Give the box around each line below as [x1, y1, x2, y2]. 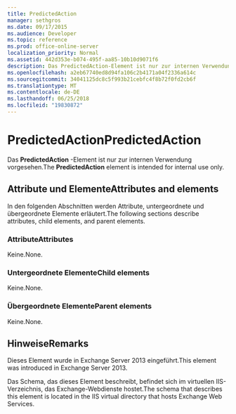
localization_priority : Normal [7, 50, 99, 57]
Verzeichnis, [7, 384, 44, 394]
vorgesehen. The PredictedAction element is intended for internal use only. [7, 162, 225, 171]
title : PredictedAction [7, 10, 77, 18]
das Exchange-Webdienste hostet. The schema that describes [44, 384, 223, 394]
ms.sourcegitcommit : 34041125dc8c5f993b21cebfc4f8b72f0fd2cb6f [7, 75, 197, 83]
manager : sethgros [7, 17, 61, 24]
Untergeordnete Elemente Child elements [7, 268, 150, 278]
